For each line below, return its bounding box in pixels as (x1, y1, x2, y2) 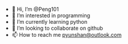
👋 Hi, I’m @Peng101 (11, 6, 59, 12)
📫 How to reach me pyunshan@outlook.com (11, 32, 122, 38)
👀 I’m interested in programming (11, 12, 91, 19)
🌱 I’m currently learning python (11, 18, 88, 25)
